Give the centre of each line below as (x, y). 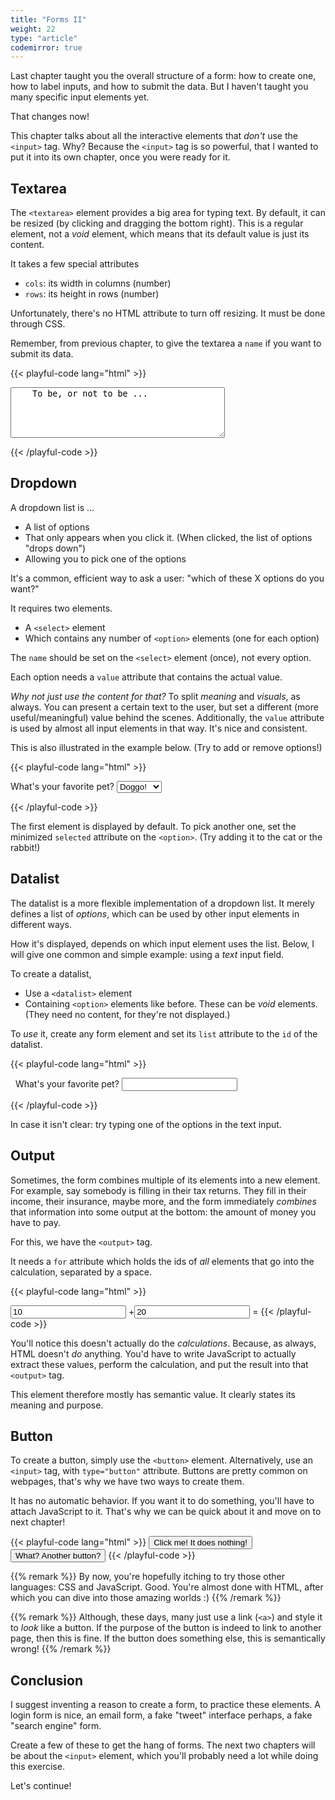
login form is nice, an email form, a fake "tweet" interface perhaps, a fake (161, 1715)
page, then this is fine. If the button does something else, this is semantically (168, 1638)
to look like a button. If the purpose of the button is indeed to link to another (166, 1628)
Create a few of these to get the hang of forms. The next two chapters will (163, 1745)
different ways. (41, 924)
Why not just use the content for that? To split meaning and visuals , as (155, 696)
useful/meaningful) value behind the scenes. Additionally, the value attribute (167, 717)
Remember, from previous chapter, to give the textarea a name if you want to (166, 343)
